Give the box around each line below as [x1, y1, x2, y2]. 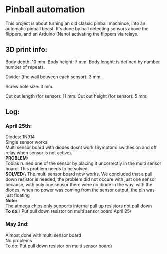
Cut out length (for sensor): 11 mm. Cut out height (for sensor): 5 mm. [5, 93, 148, 99]
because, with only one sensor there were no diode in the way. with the [5, 182, 153, 188]
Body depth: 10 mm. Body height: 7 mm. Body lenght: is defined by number [5, 59, 160, 65]
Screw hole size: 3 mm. [5, 83, 54, 89]
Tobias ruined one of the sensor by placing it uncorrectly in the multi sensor [5, 160, 162, 166]
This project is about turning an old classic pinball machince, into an [5, 20, 146, 26]
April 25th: [5, 123, 32, 130]
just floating [5, 192, 30, 198]
